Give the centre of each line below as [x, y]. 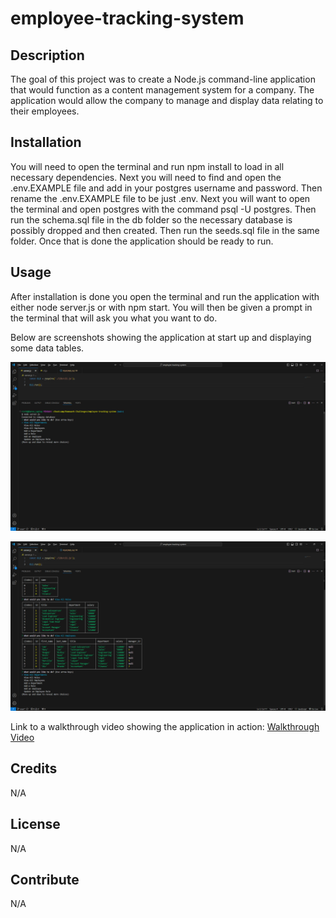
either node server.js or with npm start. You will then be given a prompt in [161, 307]
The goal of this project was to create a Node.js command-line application [163, 79]
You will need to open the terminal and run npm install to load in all [147, 166]
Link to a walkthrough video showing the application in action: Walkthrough [165, 727]
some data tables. [47, 348]
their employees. [45, 111]
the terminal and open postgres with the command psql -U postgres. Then [163, 209]
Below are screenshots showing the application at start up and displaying [161, 337]
